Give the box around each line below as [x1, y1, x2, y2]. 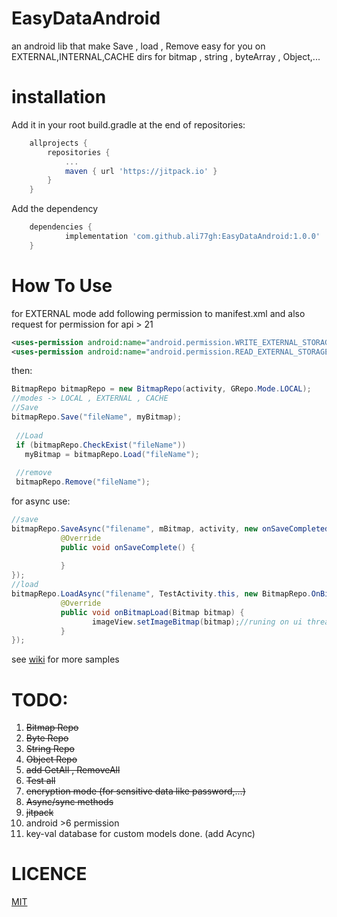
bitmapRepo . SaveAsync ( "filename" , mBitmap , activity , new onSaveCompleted [11, 523, 330, 534]
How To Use [11, 274, 113, 297]
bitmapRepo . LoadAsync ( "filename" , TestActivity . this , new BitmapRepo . [11, 589, 312, 599]
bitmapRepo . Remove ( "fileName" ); [15, 477, 151, 487]
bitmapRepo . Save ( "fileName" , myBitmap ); [11, 412, 183, 422]
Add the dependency [11, 203, 99, 215]
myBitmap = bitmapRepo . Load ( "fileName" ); [24, 449, 200, 459]
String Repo [25, 743, 75, 755]
